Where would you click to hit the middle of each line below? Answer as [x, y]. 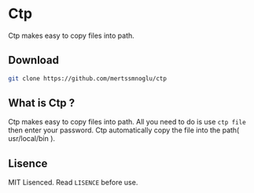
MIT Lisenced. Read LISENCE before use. [73, 183]
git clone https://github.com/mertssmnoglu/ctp [88, 78]
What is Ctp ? [42, 103]
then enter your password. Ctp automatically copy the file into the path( [124, 130]
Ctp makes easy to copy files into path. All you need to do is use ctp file [127, 122]
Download [33, 60]
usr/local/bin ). [32, 139]
